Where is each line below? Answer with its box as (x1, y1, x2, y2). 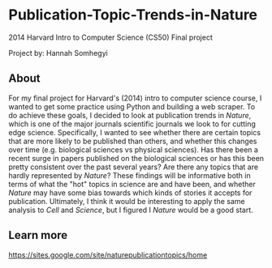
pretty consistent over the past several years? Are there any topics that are (8, 162, 258, 172)
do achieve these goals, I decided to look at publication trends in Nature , (8, 110, 252, 120)
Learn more (8, 228, 68, 242)
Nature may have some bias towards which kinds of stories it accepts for (8, 188, 253, 198)
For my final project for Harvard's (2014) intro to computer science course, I (8, 93, 262, 103)
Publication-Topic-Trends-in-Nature (8, 6, 258, 24)
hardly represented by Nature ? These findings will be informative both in (8, 170, 251, 180)
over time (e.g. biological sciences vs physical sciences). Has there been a (8, 144, 258, 155)
